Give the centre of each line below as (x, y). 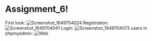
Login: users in (104, 28)
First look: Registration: (57, 23)
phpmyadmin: (19, 33)
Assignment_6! (37, 9)
